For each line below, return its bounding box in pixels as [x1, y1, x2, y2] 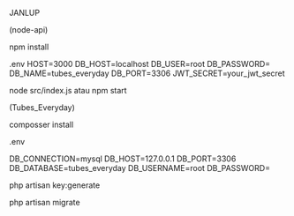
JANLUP [9, 8, 41, 18]
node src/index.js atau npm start [9, 86, 127, 95]
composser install [9, 119, 74, 130]
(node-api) [9, 25, 49, 34]
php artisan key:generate [9, 180, 101, 190]
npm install [9, 41, 49, 52]
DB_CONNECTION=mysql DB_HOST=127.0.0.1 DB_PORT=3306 [9, 153, 237, 164]
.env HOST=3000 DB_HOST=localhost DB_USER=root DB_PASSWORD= [9, 59, 271, 69]
